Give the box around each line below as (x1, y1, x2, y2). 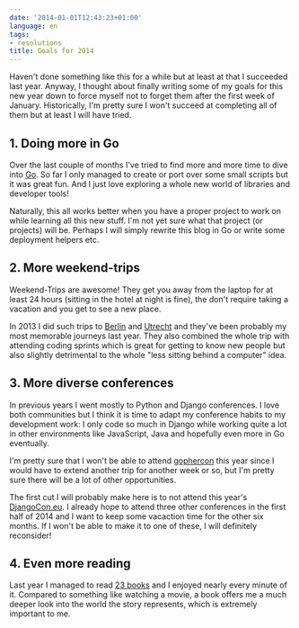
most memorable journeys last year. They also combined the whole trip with (9, 330, 290, 341)
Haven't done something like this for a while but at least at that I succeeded (9, 71, 288, 82)
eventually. (9, 437, 49, 448)
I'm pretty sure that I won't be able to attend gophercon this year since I (9, 455, 275, 466)
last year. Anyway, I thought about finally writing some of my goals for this (9, 81, 284, 92)
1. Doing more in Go (9, 136, 119, 151)
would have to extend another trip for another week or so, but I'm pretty (9, 464, 276, 475)
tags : (9, 30, 30, 39)
